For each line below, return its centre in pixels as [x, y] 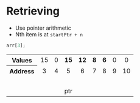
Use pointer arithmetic [43, 28]
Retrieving [33, 11]
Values [22, 60]
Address [22, 71]
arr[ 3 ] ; [16, 45]
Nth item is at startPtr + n [49, 34]
